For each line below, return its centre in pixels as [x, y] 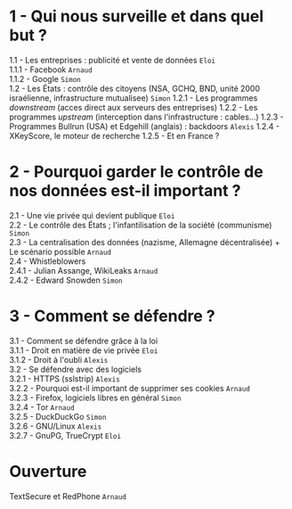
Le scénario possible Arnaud [60, 251]
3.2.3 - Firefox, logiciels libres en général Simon [95, 398]
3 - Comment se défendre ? [112, 316]
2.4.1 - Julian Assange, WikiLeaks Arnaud [84, 270]
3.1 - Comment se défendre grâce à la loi [84, 341]
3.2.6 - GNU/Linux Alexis [56, 426]
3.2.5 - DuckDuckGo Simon [58, 416]
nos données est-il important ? [125, 191]
